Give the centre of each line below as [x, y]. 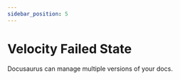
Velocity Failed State [70, 48]
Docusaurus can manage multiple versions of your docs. [90, 69]
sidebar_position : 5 [38, 14]
